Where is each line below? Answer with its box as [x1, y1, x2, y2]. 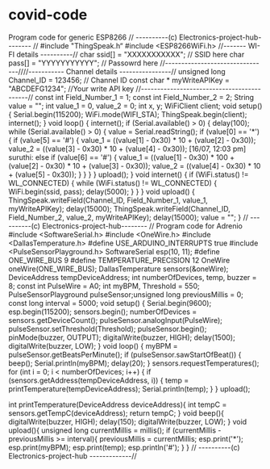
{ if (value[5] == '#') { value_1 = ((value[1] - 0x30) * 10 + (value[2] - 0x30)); [8, 135, 256, 144]
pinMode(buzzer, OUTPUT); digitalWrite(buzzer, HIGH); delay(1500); [8, 333, 235, 342]
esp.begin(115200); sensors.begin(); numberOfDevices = [8, 307, 197, 316]
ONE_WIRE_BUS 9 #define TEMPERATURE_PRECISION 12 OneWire [8, 255, 231, 265]
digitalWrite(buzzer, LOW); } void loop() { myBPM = [8, 341, 179, 350]
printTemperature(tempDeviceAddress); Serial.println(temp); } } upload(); [8, 383, 251, 393]
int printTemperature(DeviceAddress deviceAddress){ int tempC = [8, 400, 227, 409]
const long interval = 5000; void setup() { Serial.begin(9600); [8, 298, 212, 308]
